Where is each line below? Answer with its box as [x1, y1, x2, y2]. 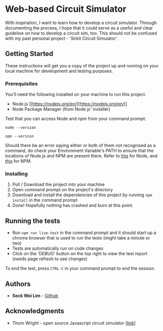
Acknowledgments [5, 307, 65, 315]
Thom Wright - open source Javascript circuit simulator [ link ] [12, 320, 136, 326]
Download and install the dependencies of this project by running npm [12, 192, 152, 198]
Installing [5, 170, 28, 177]
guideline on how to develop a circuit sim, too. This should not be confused [5, 30, 157, 36]
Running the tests [5, 216, 60, 225]
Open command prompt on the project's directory [12, 187, 113, 193]
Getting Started [5, 50, 54, 58]
